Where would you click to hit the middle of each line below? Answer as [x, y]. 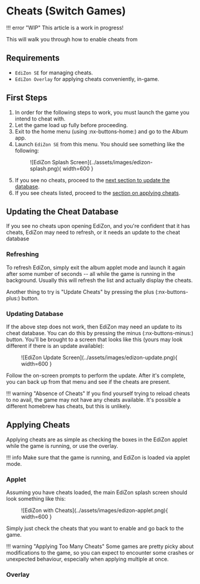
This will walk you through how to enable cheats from [72, 39]
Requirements [33, 58]
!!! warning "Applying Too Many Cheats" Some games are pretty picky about [100, 546]
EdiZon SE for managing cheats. [54, 73]
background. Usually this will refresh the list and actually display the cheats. [99, 280]
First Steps [27, 98]
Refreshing [23, 254]
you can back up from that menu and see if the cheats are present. [88, 381]
